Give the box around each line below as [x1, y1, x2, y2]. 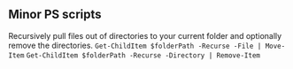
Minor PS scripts [8, 7, 103, 22]
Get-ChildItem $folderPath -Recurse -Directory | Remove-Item [26, 50, 260, 60]
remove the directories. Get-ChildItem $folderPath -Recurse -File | [8, 40, 262, 50]
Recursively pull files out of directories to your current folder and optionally [8, 30, 282, 41]
